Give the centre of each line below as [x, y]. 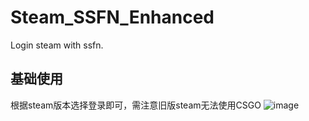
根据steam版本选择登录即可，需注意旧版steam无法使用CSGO [136, 105]
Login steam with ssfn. [57, 45]
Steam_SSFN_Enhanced [112, 17]
